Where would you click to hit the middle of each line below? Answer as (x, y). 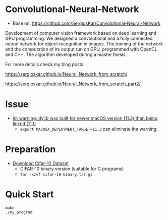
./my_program (19, 212)
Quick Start (30, 194)
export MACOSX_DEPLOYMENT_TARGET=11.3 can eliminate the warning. (89, 129)
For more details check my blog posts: (45, 64)
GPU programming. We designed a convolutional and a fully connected (79, 38)
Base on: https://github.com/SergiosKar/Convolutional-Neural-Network (86, 23)
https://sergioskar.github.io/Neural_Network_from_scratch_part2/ (73, 84)
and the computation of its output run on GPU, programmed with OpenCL (81, 49)
